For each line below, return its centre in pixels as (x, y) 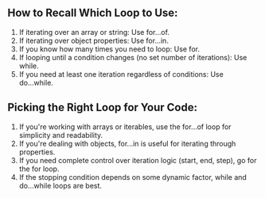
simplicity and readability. (61, 135)
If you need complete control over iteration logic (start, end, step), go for (138, 160)
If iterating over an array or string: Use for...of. (94, 32)
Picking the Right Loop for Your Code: (103, 107)
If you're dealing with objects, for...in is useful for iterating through (127, 143)
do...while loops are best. (60, 185)
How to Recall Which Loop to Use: (93, 13)
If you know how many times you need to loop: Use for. (109, 49)
